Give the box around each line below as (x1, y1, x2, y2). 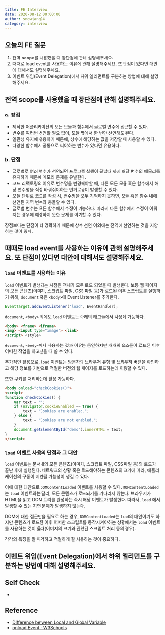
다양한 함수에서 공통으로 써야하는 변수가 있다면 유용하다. (12, 142, 121, 148)
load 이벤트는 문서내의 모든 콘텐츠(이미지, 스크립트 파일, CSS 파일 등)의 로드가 (5, 462, 157, 467)
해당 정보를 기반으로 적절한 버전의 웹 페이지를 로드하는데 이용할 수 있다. (10, 365, 147, 371)
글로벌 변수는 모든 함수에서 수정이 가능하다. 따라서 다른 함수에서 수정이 (12, 205, 148, 211)
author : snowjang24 (5, 16, 45, 21)
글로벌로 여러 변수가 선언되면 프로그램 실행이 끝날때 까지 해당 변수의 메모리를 (12, 168, 161, 174)
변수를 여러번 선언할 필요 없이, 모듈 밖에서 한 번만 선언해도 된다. (12, 130, 135, 136)
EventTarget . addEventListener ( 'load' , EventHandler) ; (5, 304, 119, 309)
